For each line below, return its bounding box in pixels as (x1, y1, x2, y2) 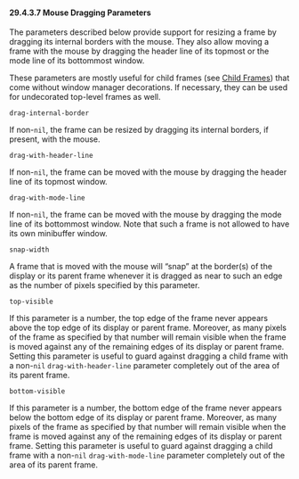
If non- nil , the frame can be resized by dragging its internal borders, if (9, 125, 269, 136)
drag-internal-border (9, 109, 90, 118)
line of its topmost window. (9, 177, 109, 187)
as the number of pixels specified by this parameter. (9, 280, 200, 291)
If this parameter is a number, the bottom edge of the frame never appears (9, 402, 282, 414)
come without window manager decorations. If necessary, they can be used (9, 82, 288, 93)
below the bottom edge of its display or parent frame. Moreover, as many (9, 412, 278, 423)
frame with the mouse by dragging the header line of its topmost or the (9, 45, 270, 57)
